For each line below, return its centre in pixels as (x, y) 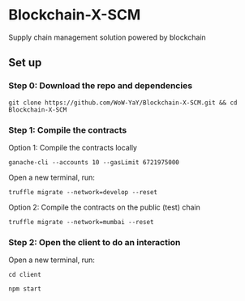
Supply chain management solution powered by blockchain (107, 37)
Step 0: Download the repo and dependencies (101, 86)
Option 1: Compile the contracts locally (73, 147)
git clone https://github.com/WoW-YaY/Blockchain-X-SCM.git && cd (123, 103)
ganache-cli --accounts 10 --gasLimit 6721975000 (94, 162)
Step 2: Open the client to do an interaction (95, 242)
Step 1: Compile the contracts (68, 129)
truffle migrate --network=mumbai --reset (81, 222)
